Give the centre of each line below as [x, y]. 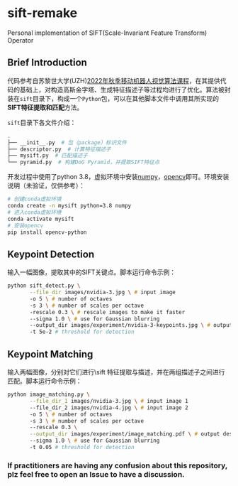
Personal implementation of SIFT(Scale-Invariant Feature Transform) [107, 33]
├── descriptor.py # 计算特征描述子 [59, 149]
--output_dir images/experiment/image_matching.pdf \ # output [125, 434]
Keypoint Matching [50, 354]
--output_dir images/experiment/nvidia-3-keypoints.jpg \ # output [131, 325]
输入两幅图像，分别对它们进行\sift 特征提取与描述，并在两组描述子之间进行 [116, 372]
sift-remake [42, 13]
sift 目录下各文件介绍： [42, 122]
